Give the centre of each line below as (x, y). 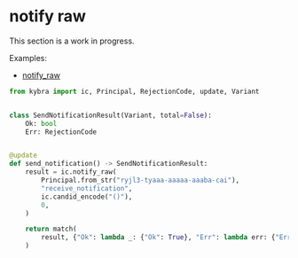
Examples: (28, 58)
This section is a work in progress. (72, 41)
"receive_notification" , (87, 188)
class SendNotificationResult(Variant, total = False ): (111, 115)
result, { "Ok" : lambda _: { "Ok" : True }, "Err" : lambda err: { (158, 238)
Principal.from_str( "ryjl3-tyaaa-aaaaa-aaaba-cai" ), (141, 180)
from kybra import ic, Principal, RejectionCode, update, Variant (134, 91)
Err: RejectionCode (61, 132)
